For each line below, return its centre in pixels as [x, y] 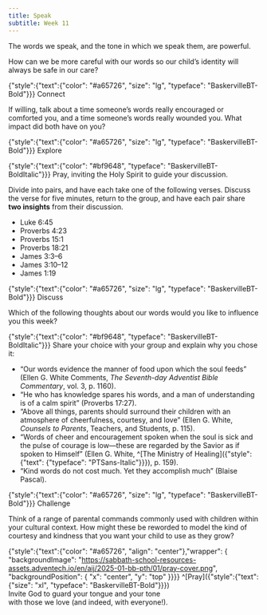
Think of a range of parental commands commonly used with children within [133, 518]
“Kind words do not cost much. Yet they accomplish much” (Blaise [128, 470]
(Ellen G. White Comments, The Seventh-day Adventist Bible [119, 377]
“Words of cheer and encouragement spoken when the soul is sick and [136, 437]
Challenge [54, 503]
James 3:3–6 [41, 256]
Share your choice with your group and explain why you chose [155, 345]
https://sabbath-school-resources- [139, 559]
